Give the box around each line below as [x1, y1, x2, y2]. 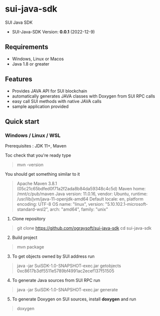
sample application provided [12, 103, 69, 109]
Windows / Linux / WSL [5, 132, 61, 139]
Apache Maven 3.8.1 [16, 181, 57, 186]
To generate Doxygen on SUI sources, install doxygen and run [12, 296, 136, 302]
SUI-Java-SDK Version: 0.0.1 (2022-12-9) [12, 29, 95, 34]
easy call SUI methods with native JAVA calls [12, 98, 102, 104]
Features [5, 75, 32, 83]
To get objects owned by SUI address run [12, 253, 95, 259]
